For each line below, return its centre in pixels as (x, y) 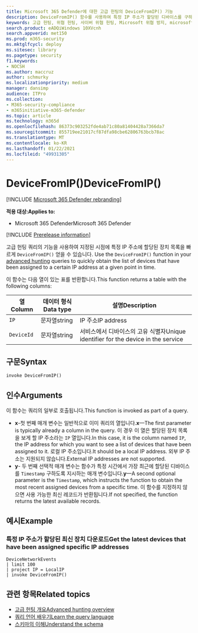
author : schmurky (27, 77)
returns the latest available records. (58, 501)
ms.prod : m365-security (35, 39)
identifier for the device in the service (131, 339)
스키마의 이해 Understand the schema (59, 624)
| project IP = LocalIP (35, 569)
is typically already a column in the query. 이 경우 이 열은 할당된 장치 (95, 430)
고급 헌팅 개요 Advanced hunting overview (65, 609)
